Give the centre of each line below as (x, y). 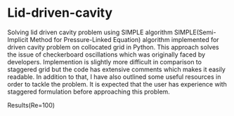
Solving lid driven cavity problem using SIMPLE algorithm (90, 32)
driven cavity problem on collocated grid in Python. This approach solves (113, 47)
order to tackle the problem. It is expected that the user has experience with (117, 84)
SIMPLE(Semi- (195, 32)
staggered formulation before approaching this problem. (89, 92)
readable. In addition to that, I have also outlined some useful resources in (114, 77)
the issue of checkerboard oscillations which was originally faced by (106, 55)
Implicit (18, 39)
